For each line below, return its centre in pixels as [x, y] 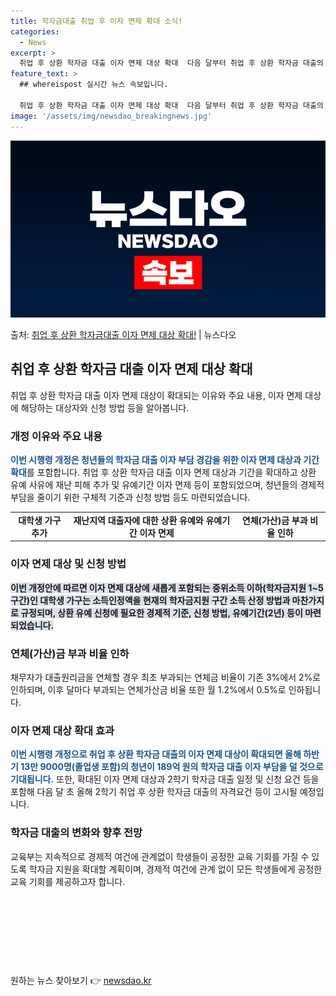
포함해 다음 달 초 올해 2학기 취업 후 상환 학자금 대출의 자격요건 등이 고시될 [154, 792]
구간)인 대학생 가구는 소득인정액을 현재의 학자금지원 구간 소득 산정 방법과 [150, 600]
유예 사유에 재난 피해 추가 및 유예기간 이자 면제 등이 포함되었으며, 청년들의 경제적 [167, 485]
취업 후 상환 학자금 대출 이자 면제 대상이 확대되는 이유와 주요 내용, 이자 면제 [156, 395]
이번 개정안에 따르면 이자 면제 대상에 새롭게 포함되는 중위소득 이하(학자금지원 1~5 [167, 587]
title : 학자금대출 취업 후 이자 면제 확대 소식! [96, 21]
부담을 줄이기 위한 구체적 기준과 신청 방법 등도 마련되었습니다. [130, 497]
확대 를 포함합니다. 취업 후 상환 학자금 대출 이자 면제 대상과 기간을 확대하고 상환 [163, 472]
